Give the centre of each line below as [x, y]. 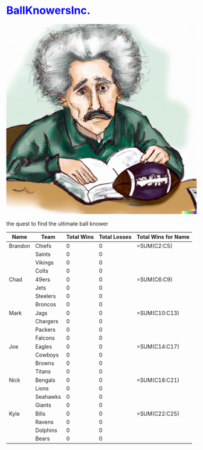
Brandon [19, 246]
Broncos [46, 305]
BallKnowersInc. [48, 11]
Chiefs [43, 246]
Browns [45, 363]
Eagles [44, 346]
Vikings [45, 262]
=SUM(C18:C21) [158, 380]
